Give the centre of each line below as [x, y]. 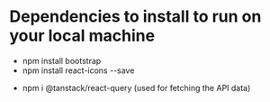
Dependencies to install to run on [135, 17]
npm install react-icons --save [78, 70]
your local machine [82, 36]
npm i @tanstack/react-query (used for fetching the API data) [136, 88]
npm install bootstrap [62, 60]
